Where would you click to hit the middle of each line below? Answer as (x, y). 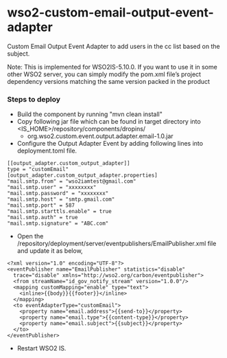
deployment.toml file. (47, 151)
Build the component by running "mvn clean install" (89, 114)
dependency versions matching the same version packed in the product (109, 81)
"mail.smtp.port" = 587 (41, 205)
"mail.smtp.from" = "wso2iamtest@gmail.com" (72, 181)
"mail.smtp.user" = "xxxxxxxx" (52, 188)
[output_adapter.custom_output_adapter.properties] (82, 176)
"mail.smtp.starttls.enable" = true (59, 212)
